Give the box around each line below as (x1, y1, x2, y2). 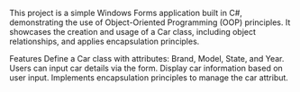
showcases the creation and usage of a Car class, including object (9, 27, 257, 37)
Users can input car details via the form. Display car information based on (9, 63, 284, 73)
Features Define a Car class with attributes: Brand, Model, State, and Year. (9, 54, 285, 63)
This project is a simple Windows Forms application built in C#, (9, 8, 243, 18)
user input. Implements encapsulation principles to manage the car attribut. (9, 72, 288, 83)
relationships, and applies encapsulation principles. (9, 36, 200, 46)
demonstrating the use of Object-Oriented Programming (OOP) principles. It (9, 17, 291, 28)
